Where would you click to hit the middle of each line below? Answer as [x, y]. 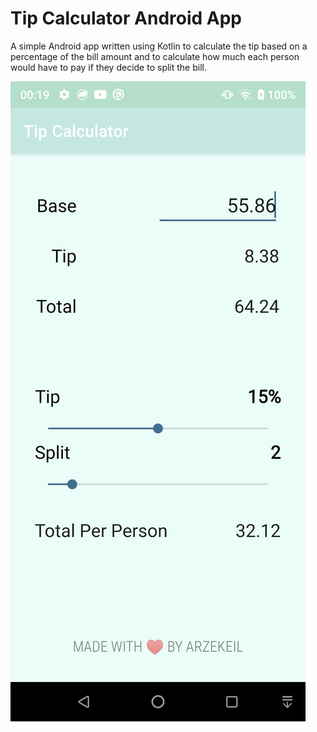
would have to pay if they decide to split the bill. [108, 67]
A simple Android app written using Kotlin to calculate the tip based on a [159, 46]
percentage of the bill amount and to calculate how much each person [155, 56]
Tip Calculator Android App [126, 18]
